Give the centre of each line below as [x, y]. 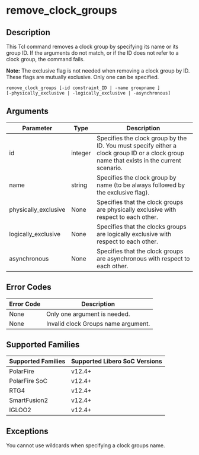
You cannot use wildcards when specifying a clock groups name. [86, 445]
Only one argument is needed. [88, 314]
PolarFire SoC [28, 381]
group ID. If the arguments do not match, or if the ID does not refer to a [92, 53]
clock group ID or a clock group [141, 153]
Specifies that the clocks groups [142, 227]
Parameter [37, 128]
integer [81, 153]
